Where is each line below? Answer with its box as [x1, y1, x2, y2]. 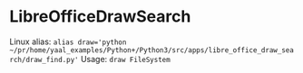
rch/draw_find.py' [9, 55, 79, 64]
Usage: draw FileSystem [80, 53, 171, 64]
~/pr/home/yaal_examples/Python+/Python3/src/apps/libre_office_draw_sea [9, 45, 295, 55]
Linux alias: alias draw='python [9, 36, 127, 47]
